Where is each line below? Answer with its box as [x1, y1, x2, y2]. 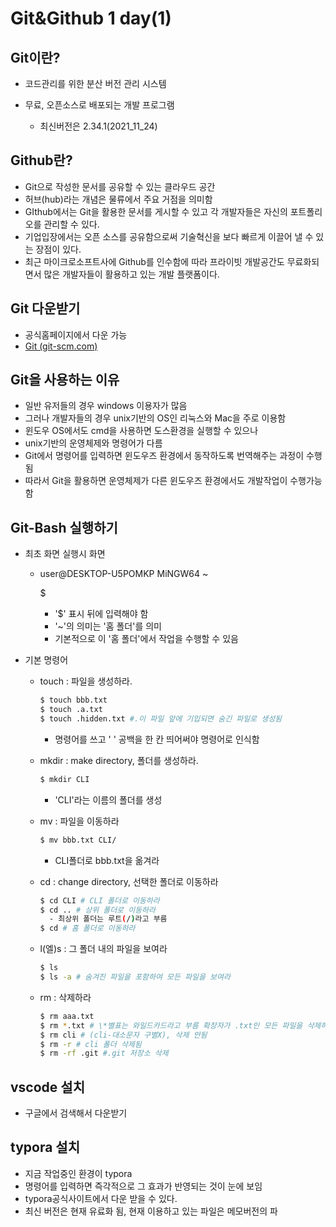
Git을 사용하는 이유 [10, 372, 120, 389]
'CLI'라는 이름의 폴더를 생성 [54, 793, 163, 806]
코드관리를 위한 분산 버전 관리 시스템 [24, 78, 167, 89]
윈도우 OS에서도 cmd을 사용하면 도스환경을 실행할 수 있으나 [24, 425, 259, 437]
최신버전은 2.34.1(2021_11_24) [39, 120, 158, 132]
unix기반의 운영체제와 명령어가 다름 [24, 437, 163, 449]
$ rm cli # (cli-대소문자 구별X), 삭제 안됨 [39, 1030, 208, 1040]
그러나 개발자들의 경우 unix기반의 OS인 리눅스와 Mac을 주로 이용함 [24, 412, 287, 424]
